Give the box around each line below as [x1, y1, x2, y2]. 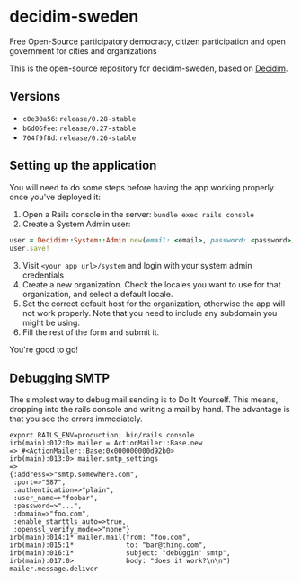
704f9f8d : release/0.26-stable [22, 132, 137, 143]
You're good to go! [9, 344, 79, 356]
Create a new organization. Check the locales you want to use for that [22, 279, 281, 290]
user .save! [9, 244, 50, 253]
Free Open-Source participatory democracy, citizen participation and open [9, 36, 286, 47]
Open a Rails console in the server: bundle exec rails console [22, 208, 254, 219]
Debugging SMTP [9, 370, 111, 385]
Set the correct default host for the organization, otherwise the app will [22, 298, 286, 309]
